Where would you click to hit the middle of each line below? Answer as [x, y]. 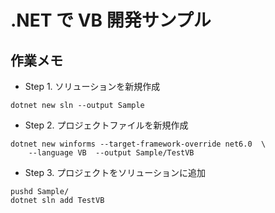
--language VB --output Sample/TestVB [111, 153]
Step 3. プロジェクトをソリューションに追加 [115, 172]
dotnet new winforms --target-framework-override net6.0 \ [138, 144]
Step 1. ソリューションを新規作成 [92, 86]
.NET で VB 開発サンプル [111, 20]
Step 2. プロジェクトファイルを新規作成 [106, 125]
